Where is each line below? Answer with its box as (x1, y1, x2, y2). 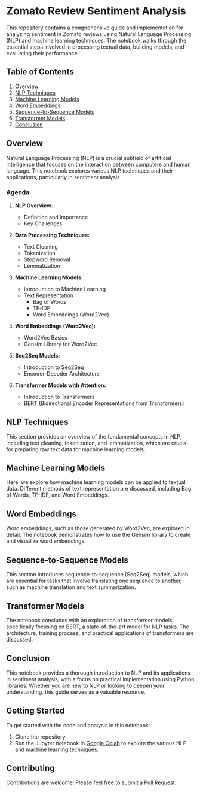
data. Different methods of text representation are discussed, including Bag (6, 485, 192, 492)
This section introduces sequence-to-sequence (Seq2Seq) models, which (6, 571, 189, 578)
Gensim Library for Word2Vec (23, 340, 97, 347)
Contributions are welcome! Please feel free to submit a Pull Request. (6, 779, 177, 786)
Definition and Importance (23, 213, 88, 220)
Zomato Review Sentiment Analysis (6, 4, 186, 18)
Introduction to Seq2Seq (23, 364, 84, 371)
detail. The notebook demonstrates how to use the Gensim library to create (6, 531, 191, 539)
